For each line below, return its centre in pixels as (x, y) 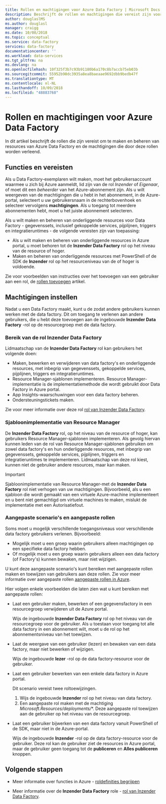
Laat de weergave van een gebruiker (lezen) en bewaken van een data (84, 644)
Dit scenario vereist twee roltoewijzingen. (54, 688)
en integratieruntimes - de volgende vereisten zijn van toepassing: (72, 231)
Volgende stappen (34, 770)
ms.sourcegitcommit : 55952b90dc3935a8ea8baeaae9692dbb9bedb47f (72, 74)
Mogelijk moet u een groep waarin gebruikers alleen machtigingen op (83, 543)
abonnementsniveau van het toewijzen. (52, 634)
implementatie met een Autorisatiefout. (45, 505)
